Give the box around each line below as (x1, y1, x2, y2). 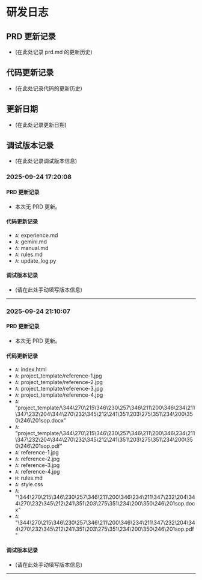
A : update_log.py (14, 257, 57, 264)
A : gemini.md (14, 238, 47, 245)
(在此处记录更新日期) (14, 121, 67, 128)
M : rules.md (14, 474, 43, 481)
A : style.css (14, 481, 43, 488)
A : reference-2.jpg (14, 455, 60, 463)
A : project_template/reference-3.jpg (14, 385, 103, 392)
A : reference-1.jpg (14, 449, 59, 456)
